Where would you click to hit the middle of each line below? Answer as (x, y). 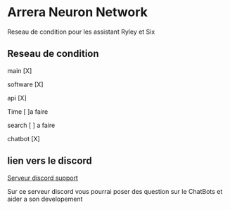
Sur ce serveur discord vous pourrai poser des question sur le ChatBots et (115, 191)
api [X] (17, 98)
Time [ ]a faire (28, 111)
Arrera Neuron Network (77, 12)
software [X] (25, 84)
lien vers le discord (50, 161)
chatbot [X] (24, 138)
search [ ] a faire (31, 125)
